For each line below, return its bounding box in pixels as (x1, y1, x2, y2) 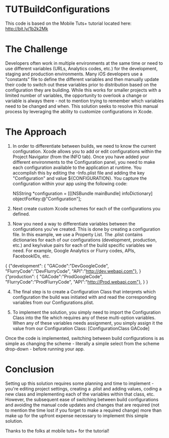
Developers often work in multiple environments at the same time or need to (5, 60, 163, 66)
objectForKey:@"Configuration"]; (12, 196, 82, 202)
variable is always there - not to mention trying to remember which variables (5, 98, 164, 104)
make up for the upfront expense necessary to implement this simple (5, 412, 148, 418)
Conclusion (5, 364, 54, 375)
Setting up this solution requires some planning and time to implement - (5, 380, 154, 386)
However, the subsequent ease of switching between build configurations (5, 396, 159, 403)
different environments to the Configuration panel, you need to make (12, 159, 155, 165)
